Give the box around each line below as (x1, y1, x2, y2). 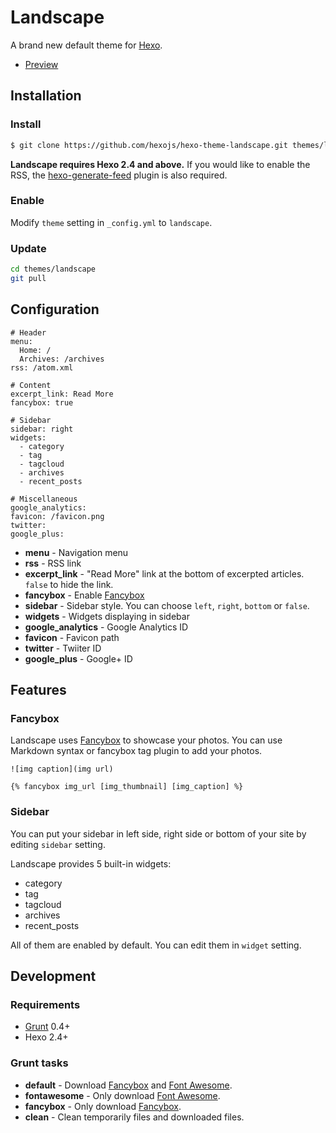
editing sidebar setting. (10, 838, 106, 850)
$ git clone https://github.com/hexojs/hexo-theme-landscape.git (10, 140, 288, 150)
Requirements (10, 997, 81, 1011)
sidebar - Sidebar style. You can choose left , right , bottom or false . (24, 599, 310, 611)
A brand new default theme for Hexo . (10, 39, 163, 51)
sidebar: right (10, 424, 74, 434)
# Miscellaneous (10, 494, 78, 504)
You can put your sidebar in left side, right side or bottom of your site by (10, 827, 307, 840)
